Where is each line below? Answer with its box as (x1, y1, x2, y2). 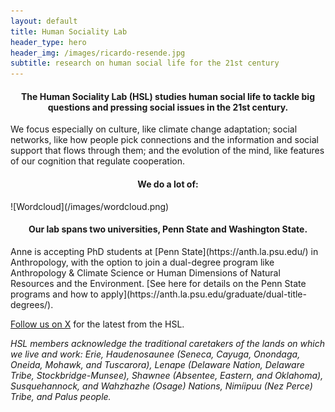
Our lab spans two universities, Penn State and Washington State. (28, 223, 308, 235)
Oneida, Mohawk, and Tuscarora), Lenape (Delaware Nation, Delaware (10, 358, 305, 370)
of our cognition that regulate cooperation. (10, 155, 186, 167)
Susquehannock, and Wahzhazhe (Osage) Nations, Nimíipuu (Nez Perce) (10, 380, 313, 392)
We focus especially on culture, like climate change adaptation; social (10, 123, 298, 135)
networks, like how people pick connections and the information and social (10, 134, 319, 146)
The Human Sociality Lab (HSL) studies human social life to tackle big (21, 90, 315, 102)
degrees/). (10, 298, 54, 310)
